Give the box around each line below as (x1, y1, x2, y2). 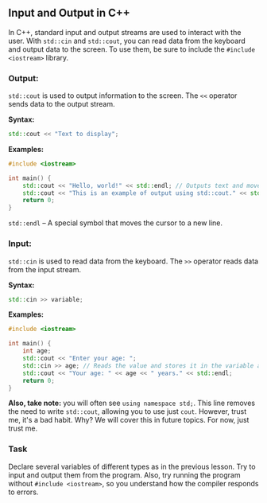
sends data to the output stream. (8, 99, 115, 109)
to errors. (8, 487, 39, 497)
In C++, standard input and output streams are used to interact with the (8, 27, 242, 37)
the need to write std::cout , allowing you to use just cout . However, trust (8, 407, 247, 416)
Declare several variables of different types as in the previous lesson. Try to (8, 462, 256, 471)
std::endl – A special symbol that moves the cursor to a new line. (8, 218, 223, 228)
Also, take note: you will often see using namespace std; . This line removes (8, 398, 256, 408)
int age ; (22, 347, 52, 355)
